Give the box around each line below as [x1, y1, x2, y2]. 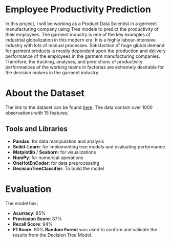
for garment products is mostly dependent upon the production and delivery [5, 48, 166, 54]
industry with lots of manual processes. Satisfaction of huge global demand [5, 42, 165, 48]
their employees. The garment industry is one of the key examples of [5, 31, 151, 37]
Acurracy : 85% [12, 210, 46, 216]
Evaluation [5, 183, 52, 195]
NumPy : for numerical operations [12, 155, 83, 161]
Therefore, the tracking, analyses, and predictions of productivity [5, 58, 143, 64]
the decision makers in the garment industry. [5, 69, 100, 75]
